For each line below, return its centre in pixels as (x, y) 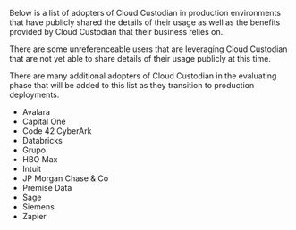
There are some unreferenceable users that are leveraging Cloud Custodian (148, 49)
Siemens (38, 207)
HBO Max (40, 159)
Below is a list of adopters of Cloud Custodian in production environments (145, 13)
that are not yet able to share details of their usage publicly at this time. (140, 58)
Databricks (42, 140)
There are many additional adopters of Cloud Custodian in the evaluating (143, 76)
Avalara (36, 112)
